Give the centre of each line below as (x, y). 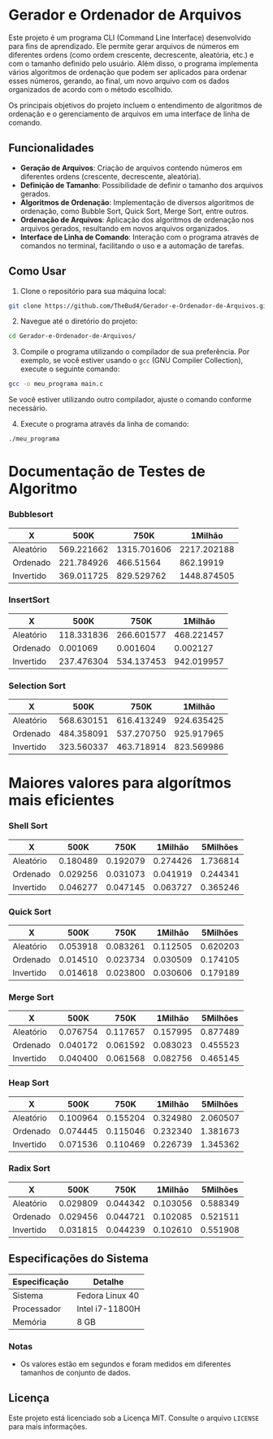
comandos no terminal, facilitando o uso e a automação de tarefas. (132, 245)
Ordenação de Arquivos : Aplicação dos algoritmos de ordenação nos (137, 219)
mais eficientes (61, 801)
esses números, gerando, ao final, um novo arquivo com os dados (119, 81)
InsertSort (29, 600)
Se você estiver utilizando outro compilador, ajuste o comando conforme (130, 400)
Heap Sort (29, 1083)
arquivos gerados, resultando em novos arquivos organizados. (125, 228)
